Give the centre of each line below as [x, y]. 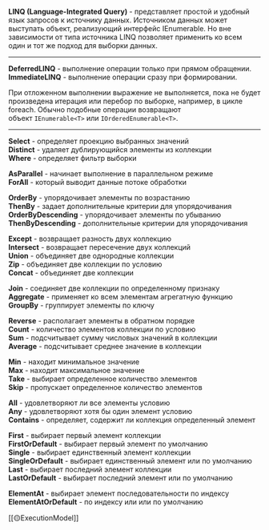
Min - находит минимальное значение [74, 362]
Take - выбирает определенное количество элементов [103, 379]
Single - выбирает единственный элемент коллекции [100, 452]
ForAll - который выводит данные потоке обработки [97, 182]
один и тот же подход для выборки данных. [83, 46]
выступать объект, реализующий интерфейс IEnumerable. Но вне [120, 28]
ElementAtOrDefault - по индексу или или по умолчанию [106, 502]
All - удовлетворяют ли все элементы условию [89, 403]
